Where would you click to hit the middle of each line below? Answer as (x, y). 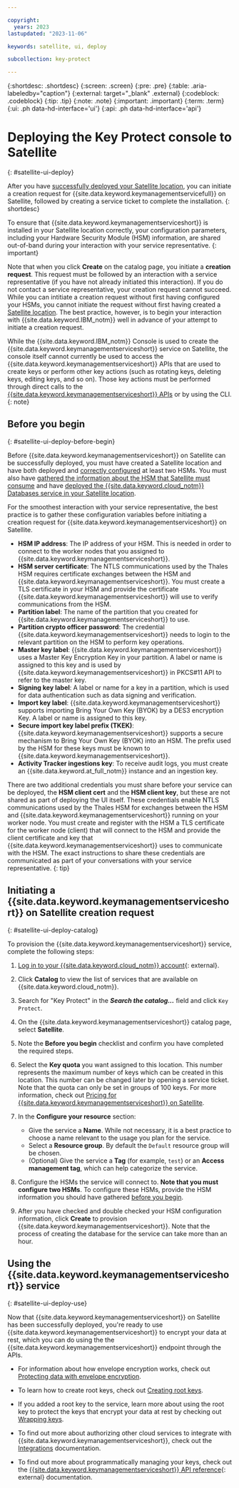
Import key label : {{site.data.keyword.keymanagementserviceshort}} (119, 703)
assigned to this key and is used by (69, 665)
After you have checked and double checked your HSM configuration (120, 1211)
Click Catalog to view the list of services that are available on (108, 979)
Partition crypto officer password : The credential (91, 627)
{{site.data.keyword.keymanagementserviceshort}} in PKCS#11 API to (120, 672)
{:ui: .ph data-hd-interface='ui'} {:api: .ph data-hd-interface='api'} (105, 108)
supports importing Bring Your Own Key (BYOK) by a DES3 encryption (121, 710)
